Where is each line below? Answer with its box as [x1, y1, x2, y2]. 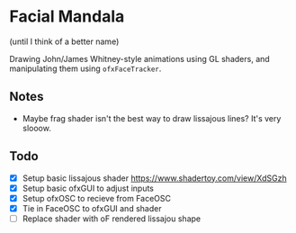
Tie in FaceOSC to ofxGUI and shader [22, 202, 162, 213]
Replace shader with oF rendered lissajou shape [22, 213, 201, 224]
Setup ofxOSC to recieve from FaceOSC [22, 193, 171, 203]
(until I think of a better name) [9, 36, 120, 47]
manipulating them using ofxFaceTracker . [9, 63, 162, 74]
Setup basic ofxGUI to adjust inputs [22, 183, 155, 193]
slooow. [22, 122, 51, 133]
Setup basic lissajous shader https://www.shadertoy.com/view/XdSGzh [22, 173, 287, 184]
